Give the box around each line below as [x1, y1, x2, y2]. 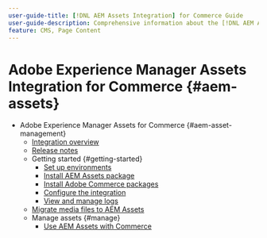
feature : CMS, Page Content [8, 26, 102, 34]
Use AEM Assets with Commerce [43, 221, 153, 231]
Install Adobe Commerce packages [43, 179, 159, 189]
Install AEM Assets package [43, 171, 135, 181]
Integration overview [31, 137, 99, 147]
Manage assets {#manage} [31, 213, 121, 223]
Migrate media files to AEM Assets [31, 205, 145, 214]
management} [19, 129, 67, 139]
